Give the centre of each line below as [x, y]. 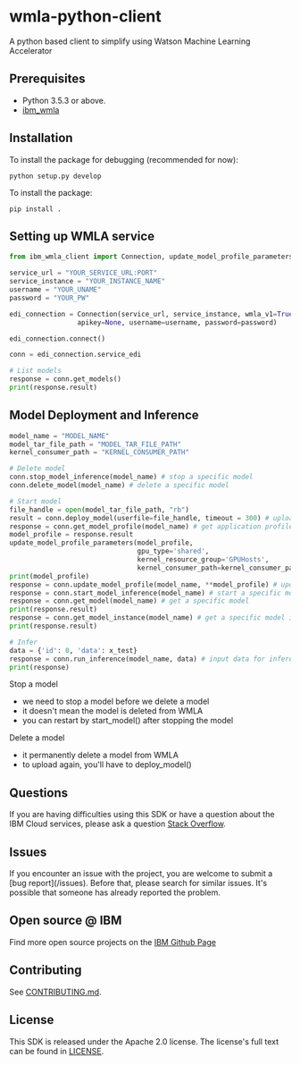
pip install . [36, 209]
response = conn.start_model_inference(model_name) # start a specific [145, 593]
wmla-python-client [86, 17]
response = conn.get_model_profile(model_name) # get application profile [151, 526]
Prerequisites [47, 79]
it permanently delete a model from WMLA [100, 755]
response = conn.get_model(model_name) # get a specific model [129, 601]
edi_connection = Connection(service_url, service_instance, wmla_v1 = [143, 314]
